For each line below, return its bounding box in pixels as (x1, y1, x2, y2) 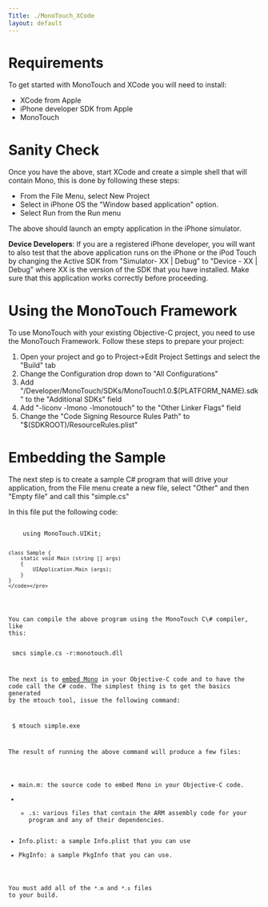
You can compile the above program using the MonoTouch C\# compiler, (8, 615, 249, 623)
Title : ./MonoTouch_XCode (8, 11, 94, 20)
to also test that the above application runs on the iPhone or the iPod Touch (8, 248, 257, 257)
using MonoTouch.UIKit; (22, 530, 102, 538)
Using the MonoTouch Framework (8, 301, 238, 320)
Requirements (8, 54, 104, 72)
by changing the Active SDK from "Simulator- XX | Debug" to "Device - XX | (8, 256, 258, 266)
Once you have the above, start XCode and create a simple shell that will (8, 167, 248, 177)
